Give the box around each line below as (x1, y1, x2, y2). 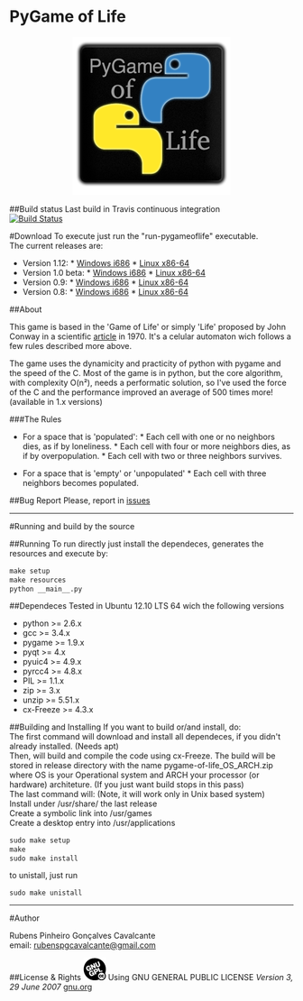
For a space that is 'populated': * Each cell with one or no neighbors (22, 431, 275, 442)
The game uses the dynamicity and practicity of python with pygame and (9, 358, 281, 369)
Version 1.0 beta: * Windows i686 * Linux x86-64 (22, 267, 206, 278)
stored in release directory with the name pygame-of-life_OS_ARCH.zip (9, 759, 273, 770)
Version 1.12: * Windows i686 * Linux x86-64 (22, 257, 190, 268)
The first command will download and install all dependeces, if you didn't (9, 730, 281, 741)
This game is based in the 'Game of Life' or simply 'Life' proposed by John (9, 321, 287, 332)
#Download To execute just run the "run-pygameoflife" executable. (9, 230, 259, 241)
